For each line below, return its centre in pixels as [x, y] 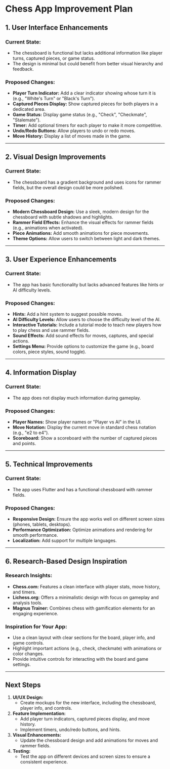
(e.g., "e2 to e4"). [31, 433]
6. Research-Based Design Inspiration [66, 561]
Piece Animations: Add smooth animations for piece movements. [81, 233]
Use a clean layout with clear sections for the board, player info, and [84, 637]
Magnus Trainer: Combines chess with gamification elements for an [84, 608]
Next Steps [23, 685]
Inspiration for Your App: [36, 626]
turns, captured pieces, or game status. [54, 58]
